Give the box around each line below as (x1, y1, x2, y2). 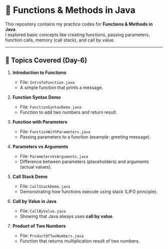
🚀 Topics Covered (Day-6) (5, 56, 87, 64)
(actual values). (19, 163, 52, 169)
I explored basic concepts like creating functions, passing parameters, (5, 31, 150, 37)
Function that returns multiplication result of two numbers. (19, 237, 140, 244)
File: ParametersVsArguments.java (19, 153, 88, 159)
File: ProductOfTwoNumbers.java (19, 232, 84, 238)
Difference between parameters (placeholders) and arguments (19, 158, 149, 164)
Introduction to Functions (12, 69, 66, 75)
